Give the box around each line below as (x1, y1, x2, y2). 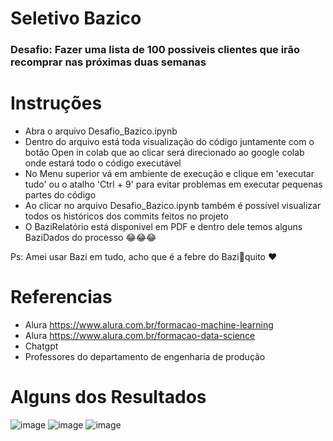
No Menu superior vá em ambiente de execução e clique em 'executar (24, 168, 315, 180)
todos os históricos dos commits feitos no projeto (24, 210, 229, 222)
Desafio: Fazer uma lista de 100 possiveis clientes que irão (10, 43, 301, 57)
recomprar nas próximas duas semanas (10, 55, 207, 69)
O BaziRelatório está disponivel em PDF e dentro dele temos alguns (24, 221, 303, 233)
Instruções (10, 92, 103, 115)
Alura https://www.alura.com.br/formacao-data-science (24, 329, 256, 341)
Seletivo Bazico (10, 7, 142, 30)
